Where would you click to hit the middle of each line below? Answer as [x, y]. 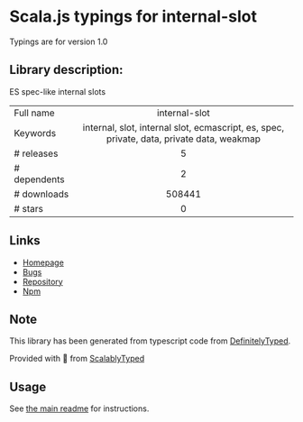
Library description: [66, 70]
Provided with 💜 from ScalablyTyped [77, 359]
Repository [42, 281]
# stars [28, 208]
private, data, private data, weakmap [184, 139]
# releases [36, 153]
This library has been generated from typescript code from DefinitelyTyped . [150, 341]
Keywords [35, 133]
